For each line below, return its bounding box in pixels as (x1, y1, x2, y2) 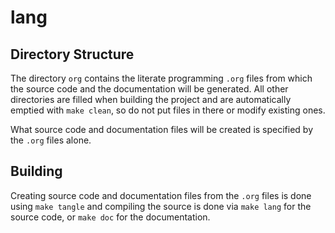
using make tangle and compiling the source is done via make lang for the (10, 200, 312, 212)
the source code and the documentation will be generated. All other (10, 83, 289, 95)
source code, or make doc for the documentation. (10, 211, 211, 223)
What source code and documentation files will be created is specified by (10, 124, 314, 135)
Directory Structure (10, 46, 135, 63)
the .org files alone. (10, 134, 92, 146)
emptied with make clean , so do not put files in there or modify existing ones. (10, 104, 326, 116)
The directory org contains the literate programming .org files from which (10, 72, 313, 84)
